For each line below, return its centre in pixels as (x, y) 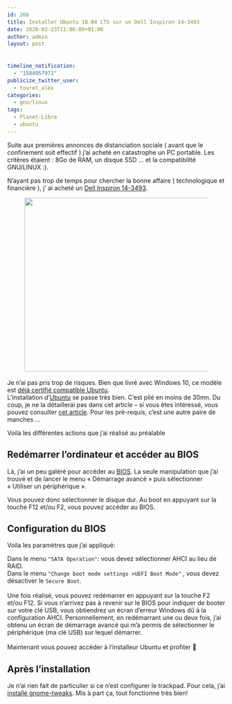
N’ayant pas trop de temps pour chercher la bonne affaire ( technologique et (116, 180)
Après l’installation (49, 669)
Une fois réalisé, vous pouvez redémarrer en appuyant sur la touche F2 (109, 596)
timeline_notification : (42, 66)
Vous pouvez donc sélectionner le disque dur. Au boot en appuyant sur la (112, 499)
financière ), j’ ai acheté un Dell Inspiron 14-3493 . (78, 188)
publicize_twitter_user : (43, 80)
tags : (15, 110)
